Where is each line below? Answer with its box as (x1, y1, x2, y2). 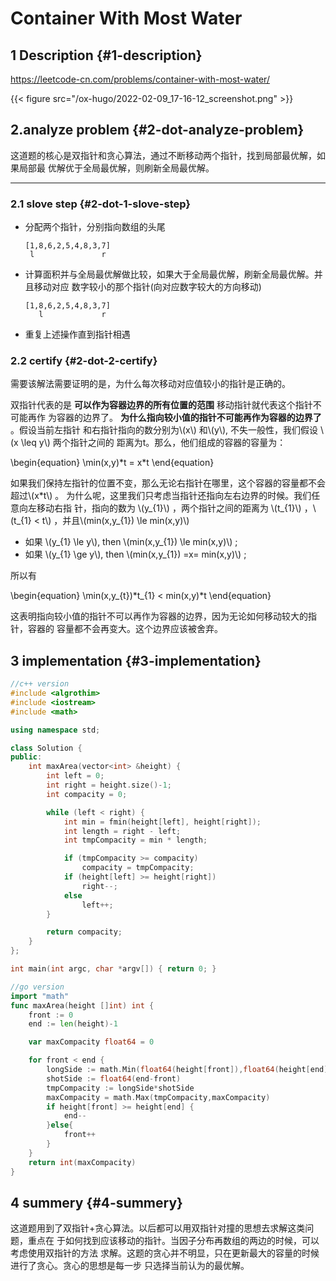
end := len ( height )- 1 (28, 1019, 118, 1029)
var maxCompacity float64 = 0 (28, 1037, 155, 1047)
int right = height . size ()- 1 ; (46, 780, 172, 791)
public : (10, 752, 43, 762)
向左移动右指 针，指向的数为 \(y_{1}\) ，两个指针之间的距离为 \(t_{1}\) (18, 502, 302, 514)
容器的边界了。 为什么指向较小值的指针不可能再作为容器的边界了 (56, 412, 322, 424)
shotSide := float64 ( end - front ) (46, 1073, 182, 1084)
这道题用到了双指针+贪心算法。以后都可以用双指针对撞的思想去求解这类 (10, 1222, 306, 1234)
